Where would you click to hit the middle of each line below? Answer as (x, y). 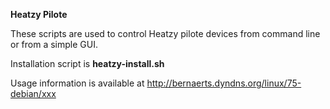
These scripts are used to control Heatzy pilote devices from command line (165, 33)
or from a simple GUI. (54, 44)
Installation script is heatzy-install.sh (87, 63)
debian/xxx (33, 93)
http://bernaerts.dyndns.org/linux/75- (224, 83)
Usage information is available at (77, 83)
